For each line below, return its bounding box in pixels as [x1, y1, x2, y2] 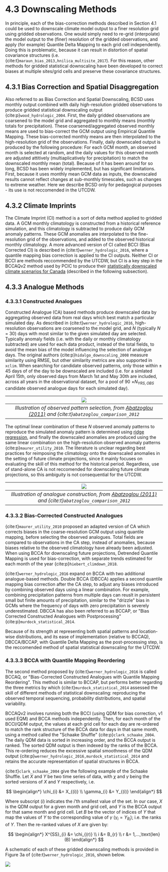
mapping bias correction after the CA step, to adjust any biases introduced [5, 582, 159, 588]
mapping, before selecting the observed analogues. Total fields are [5, 534, 143, 540]
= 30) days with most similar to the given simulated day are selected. [5, 331, 147, 337]
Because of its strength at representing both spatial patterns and [5, 628, 138, 634]
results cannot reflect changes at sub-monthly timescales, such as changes [5, 176, 161, 182]
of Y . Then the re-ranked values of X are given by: [5, 821, 108, 827]
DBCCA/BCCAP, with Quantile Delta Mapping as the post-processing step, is [5, 639, 163, 645]
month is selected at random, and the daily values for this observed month [5, 149, 158, 155]
